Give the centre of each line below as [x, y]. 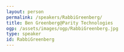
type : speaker [24, 34]
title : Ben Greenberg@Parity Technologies [60, 23]
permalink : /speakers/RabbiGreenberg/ [54, 17]
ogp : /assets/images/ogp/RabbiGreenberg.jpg [62, 28]
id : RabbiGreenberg [30, 39]
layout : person [25, 12]
